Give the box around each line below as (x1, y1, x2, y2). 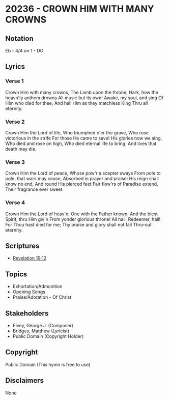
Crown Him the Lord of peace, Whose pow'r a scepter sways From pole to (5, 170, 161, 176)
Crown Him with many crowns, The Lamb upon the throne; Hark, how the (5, 89, 159, 95)
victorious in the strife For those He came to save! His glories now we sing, (5, 135, 162, 141)
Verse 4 (5, 199, 25, 206)
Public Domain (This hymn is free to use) (5, 361, 91, 367)
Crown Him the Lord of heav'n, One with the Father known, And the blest (5, 211, 158, 217)
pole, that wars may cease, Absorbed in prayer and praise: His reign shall (5, 176, 159, 182)
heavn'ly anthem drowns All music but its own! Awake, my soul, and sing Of (5, 95, 164, 101)
